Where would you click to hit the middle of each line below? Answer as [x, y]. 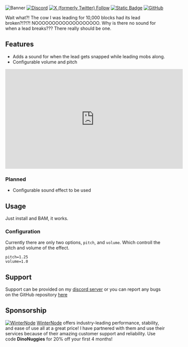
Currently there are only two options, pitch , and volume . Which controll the [83, 243]
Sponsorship [26, 311]
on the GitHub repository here [36, 295]
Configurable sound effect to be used [52, 190]
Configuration [23, 232]
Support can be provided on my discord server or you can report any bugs [83, 289]
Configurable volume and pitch [45, 62]
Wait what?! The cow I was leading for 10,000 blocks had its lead [73, 17]
